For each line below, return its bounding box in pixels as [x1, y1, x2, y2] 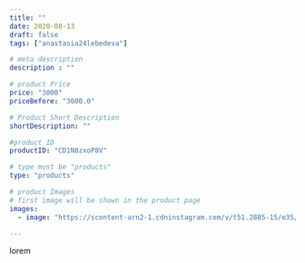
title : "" [9, 13, 47, 23]
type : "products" [9, 171, 75, 180]
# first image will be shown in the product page [9, 196, 202, 205]
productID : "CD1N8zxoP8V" [9, 146, 107, 155]
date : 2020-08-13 [9, 22, 75, 31]
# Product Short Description [9, 112, 120, 122]
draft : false [9, 30, 59, 39]
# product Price [9, 80, 71, 89]
